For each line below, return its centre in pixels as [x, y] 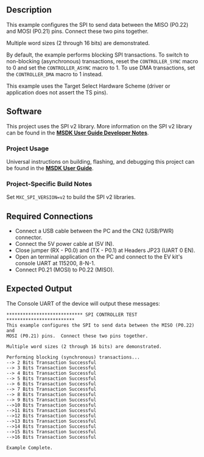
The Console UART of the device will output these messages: [83, 303]
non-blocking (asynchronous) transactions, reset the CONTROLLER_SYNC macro [102, 61]
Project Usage [28, 148]
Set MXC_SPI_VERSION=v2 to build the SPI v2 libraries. [71, 197]
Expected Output [39, 289]
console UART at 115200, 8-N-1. [55, 263]
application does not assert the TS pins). [57, 92]
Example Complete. [30, 448]
